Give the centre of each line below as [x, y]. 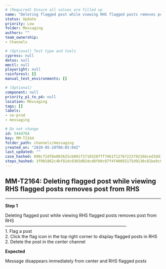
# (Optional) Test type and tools [41, 51]
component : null [22, 92]
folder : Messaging [24, 28]
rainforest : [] [21, 74]
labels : [13, 111]
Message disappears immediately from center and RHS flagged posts [76, 261]
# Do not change [22, 129]
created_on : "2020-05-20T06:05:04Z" [43, 147]
